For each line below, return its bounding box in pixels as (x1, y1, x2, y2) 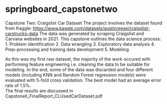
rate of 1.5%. (5, 82, 31, 88)
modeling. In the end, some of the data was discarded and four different (5, 66, 153, 73)
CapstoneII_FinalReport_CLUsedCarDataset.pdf (5, 93, 103, 99)
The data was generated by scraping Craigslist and (39, 30, 145, 36)
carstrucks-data (5, 30, 38, 36)
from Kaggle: (5, 25, 32, 31)
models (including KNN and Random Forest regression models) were (5, 72, 146, 78)
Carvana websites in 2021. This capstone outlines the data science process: (5, 36, 162, 42)
